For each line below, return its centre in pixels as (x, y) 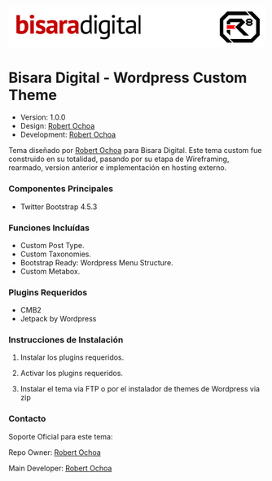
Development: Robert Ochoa (68, 135)
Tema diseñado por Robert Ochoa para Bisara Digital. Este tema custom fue (135, 151)
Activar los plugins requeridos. (72, 374)
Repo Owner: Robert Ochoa (55, 452)
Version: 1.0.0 (43, 117)
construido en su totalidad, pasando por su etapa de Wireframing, (119, 159)
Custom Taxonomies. (56, 254)
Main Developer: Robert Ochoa (60, 468)
